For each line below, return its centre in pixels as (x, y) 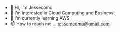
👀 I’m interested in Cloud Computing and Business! (63, 13)
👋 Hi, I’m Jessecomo (31, 8)
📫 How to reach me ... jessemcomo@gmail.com (60, 24)
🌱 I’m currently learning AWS (40, 18)
